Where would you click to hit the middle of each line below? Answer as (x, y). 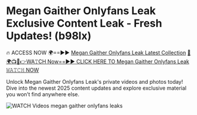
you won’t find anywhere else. (43, 94)
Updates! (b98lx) (49, 36)
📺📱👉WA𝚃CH (26, 61)
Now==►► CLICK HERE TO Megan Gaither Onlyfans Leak (118, 61)
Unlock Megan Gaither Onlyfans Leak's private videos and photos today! (95, 81)
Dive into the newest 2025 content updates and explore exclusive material (96, 88)
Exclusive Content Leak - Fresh (84, 23)
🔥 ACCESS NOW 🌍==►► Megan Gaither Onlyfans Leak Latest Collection (96, 52)
